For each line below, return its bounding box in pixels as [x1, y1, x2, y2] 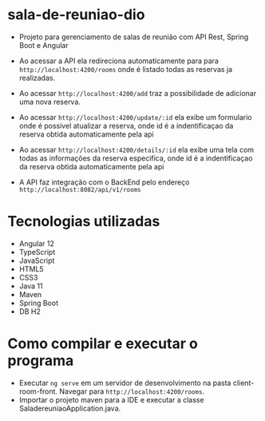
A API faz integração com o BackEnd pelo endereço [18, 177, 190, 187]
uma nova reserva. [18, 97, 81, 106]
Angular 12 [18, 238, 55, 248]
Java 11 [18, 281, 43, 291]
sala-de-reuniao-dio [7, 6, 145, 24]
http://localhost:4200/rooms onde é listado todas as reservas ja [18, 64, 233, 73]
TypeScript [18, 247, 56, 256]
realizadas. [18, 73, 56, 82]
